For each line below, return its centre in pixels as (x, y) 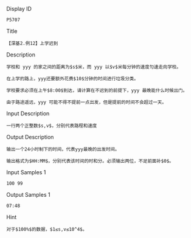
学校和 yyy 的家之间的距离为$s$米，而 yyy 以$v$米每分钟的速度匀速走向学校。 (94, 67)
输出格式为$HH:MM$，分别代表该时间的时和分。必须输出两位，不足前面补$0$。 (90, 161)
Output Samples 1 (28, 195)
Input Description (28, 114)
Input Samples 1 (26, 172)
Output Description (30, 137)
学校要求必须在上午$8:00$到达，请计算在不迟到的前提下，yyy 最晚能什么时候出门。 (97, 90)
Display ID (19, 9)
